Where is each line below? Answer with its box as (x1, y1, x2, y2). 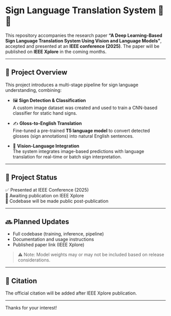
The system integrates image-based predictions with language (12, 148, 145, 154)
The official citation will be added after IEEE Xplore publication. (5, 290, 137, 296)
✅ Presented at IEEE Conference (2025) (5, 187, 89, 193)
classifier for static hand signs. (12, 110, 77, 116)
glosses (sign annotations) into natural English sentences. (12, 133, 134, 139)
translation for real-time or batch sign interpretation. (12, 153, 122, 160)
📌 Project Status (5, 173, 58, 182)
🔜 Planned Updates (5, 217, 70, 226)
